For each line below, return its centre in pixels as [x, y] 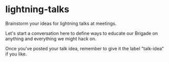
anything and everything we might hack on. [51, 39]
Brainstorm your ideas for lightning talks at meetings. [61, 23]
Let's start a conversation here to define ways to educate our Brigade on [82, 33]
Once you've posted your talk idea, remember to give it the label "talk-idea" [85, 48]
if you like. [16, 54]
